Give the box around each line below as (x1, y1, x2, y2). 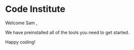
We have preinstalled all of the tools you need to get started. (5, 29, 129, 35)
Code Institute (5, 3, 66, 15)
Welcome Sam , (5, 20, 37, 26)
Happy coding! (5, 39, 36, 45)
